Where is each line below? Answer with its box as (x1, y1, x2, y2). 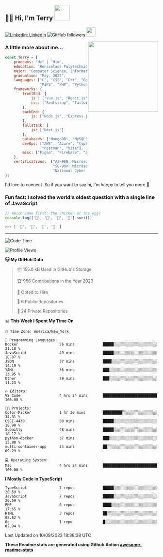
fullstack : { (22, 123, 49, 128)
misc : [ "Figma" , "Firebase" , (22, 150, 81, 155)
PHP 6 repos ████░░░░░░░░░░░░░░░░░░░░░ (5, 502, 158, 507)
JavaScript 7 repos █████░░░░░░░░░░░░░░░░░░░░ (5, 494, 158, 499)
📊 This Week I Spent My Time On (5, 318, 74, 324)
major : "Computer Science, (14, 69, 68, 74)
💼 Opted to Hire (16, 289, 49, 295)
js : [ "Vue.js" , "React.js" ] (31, 96, 90, 100)
